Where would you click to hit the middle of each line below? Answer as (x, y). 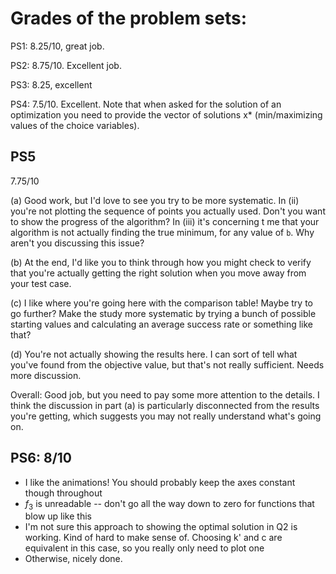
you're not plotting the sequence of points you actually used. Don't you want (168, 211)
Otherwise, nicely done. (73, 559)
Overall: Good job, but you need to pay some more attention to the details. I (165, 394)
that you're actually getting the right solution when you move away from (158, 273)
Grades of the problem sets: (129, 18)
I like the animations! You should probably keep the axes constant (160, 482)
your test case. (41, 283)
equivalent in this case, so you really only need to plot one (144, 548)
